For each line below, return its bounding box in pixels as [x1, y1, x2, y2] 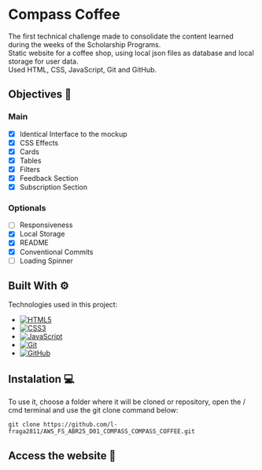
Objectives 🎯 [8, 88, 72, 101]
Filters [19, 164, 41, 174]
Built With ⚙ [8, 279, 69, 292]
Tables [19, 156, 42, 165]
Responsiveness [19, 220, 73, 229]
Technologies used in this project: [8, 300, 118, 310]
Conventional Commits [19, 247, 94, 256]
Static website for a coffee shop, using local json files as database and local [8, 48, 254, 57]
